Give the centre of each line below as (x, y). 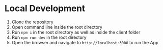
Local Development (45, 8)
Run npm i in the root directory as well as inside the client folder (76, 32)
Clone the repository (32, 22)
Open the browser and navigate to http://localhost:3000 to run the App (85, 42)
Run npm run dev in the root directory (49, 37)
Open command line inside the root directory (57, 27)
